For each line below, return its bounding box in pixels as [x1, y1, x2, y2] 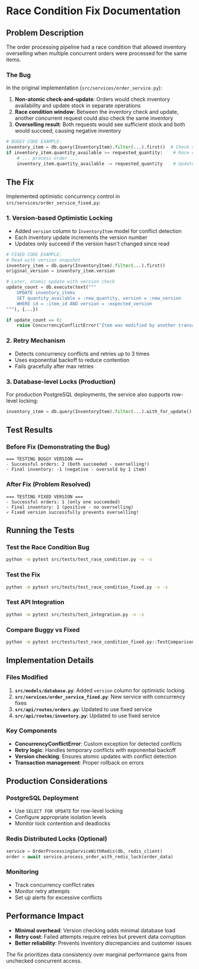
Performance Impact [6, 911, 84, 921]
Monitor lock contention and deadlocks [14, 820, 111, 827]
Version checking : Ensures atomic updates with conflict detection [14, 753, 176, 760]
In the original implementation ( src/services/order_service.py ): [6, 84, 162, 91]
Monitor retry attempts [14, 887, 70, 894]
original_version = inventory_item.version [6, 268, 115, 274]
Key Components [6, 727, 57, 735]
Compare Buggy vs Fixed [6, 625, 80, 634]
